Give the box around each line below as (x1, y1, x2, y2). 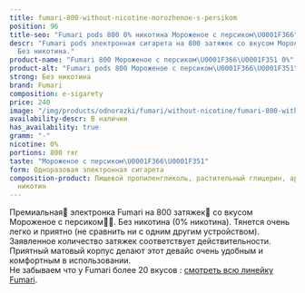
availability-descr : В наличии (9, 114, 128, 123)
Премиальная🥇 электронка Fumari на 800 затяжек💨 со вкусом (9, 207, 253, 218)
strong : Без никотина (9, 73, 92, 82)
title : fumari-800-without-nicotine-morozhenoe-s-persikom (9, 13, 238, 23)
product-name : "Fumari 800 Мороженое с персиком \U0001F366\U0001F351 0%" (9, 55, 295, 64)
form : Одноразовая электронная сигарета (9, 165, 165, 174)
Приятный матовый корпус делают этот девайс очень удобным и (9, 246, 263, 257)
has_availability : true (9, 123, 100, 132)
